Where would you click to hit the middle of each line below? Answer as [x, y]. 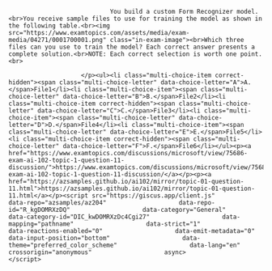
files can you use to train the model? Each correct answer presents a [132, 47]
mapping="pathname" [41, 224]
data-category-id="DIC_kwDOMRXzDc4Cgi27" [79, 217]
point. [251, 54]
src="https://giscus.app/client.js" [154, 196]
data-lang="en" [215, 245]
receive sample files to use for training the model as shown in [150, 19]
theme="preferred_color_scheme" [63, 245]
